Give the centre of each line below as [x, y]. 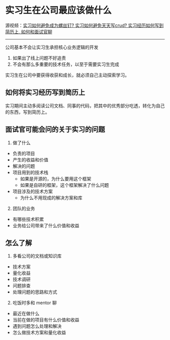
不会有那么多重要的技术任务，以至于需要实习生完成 [66, 64]
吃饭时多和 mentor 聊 [35, 303]
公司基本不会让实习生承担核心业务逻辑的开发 [52, 47]
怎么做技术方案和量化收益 [39, 332]
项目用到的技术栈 [30, 172]
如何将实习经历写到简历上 [45, 92]
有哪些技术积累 [28, 219]
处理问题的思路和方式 [35, 292]
